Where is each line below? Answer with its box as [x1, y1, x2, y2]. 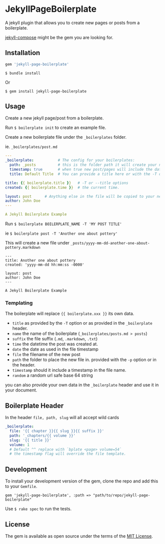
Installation [5, 49, 40, 57]
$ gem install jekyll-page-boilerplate [5, 89, 87, 94]
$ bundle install [5, 70, 41, 76]
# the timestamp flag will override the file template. [9, 452, 126, 456]
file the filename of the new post [12, 352, 81, 358]
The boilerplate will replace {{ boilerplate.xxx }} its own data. [5, 311, 135, 317]
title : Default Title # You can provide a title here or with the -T [9, 171, 157, 177]
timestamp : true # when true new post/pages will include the [9, 167, 153, 172]
